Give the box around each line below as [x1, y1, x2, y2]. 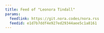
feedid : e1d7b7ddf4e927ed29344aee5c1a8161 [9, 20, 97, 26]
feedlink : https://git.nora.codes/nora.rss [9, 16, 99, 21]
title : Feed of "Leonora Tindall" [5, 7, 76, 12]
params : [5, 12, 21, 16]
